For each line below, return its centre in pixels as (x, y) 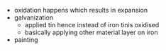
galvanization (34, 17)
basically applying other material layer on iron (91, 32)
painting (26, 40)
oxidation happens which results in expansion (81, 10)
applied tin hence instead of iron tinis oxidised (92, 25)
